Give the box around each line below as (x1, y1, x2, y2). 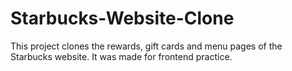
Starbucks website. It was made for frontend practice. (10, 50, 233, 62)
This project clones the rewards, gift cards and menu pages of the (10, 40, 283, 52)
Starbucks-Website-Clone (10, 7, 235, 30)
